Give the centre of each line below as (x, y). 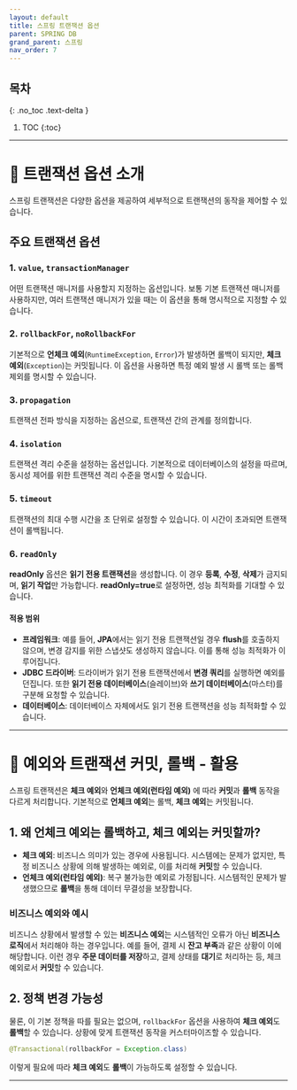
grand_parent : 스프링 (46, 42)
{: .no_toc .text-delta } (49, 110)
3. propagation (40, 399)
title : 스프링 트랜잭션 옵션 (54, 26)
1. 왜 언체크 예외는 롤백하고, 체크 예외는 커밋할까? (135, 832)
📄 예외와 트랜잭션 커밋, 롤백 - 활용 (124, 765)
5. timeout (31, 499)
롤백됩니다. (45, 530)
